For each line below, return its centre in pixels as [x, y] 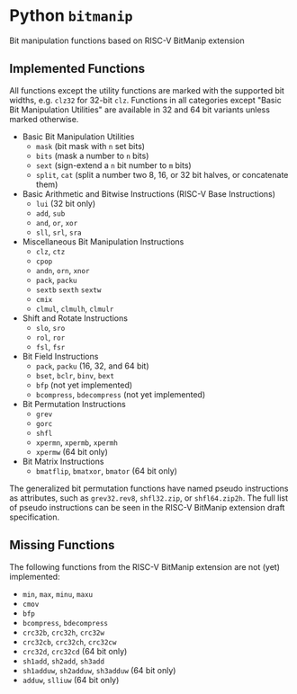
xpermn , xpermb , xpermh [77, 442]
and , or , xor [57, 222]
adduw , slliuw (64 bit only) [71, 680]
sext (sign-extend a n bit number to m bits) [113, 165]
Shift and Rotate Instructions [75, 318]
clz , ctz [50, 251]
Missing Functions [62, 545]
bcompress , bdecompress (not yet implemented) [121, 394]
